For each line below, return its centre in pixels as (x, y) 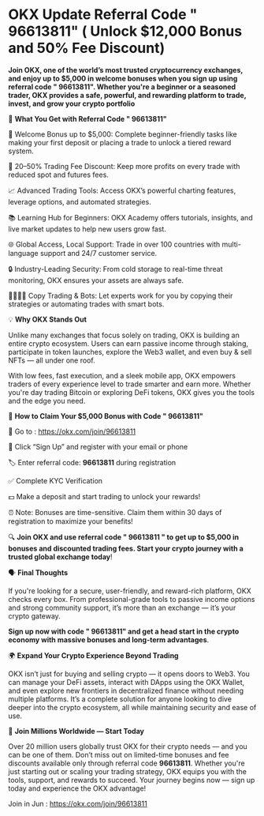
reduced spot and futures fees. (58, 175)
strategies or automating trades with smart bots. (86, 304)
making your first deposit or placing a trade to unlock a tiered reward (120, 142)
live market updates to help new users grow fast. (87, 229)
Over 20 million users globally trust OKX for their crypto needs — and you (128, 746)
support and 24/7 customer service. (99, 253)
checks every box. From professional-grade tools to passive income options (132, 599)
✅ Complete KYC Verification (56, 480)
